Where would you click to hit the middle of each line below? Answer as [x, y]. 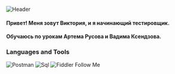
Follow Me [87, 65]
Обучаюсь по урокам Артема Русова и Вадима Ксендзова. [84, 36]
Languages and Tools [38, 52]
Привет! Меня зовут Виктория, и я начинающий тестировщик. [88, 23]
